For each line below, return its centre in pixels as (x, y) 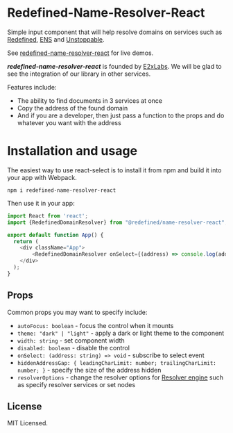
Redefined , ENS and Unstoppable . (56, 39)
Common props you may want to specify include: (77, 312)
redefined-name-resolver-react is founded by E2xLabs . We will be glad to (114, 66)
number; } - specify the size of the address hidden (89, 370)
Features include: (32, 87)
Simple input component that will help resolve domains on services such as (115, 32)
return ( (26, 241)
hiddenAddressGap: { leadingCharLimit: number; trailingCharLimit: (116, 363)
